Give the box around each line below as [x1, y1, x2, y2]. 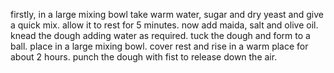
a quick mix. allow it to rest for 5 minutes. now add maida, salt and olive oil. [10, 19, 319, 31]
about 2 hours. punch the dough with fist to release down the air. [10, 51, 278, 63]
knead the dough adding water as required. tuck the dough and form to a [10, 30, 311, 41]
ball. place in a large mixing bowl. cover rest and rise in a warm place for [10, 40, 309, 52]
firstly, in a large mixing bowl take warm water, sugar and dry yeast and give [10, 9, 324, 20]
